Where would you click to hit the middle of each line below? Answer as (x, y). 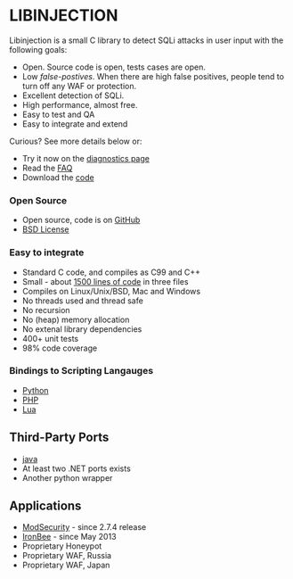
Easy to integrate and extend (75, 124)
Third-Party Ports (59, 438)
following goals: (38, 49)
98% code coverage (60, 348)
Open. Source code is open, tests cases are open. (114, 67)
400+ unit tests (50, 338)
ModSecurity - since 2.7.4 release (84, 527)
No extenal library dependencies (82, 329)
